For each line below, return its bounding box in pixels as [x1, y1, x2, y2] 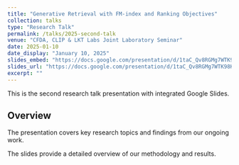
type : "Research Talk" [7, 23, 75, 30]
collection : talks [7, 17, 62, 24]
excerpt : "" [7, 69, 43, 76]
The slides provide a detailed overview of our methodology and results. [7, 149, 216, 158]
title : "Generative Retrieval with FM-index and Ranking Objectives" [7, 10, 218, 18]
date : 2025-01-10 [7, 43, 59, 50]
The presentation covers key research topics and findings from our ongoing [7, 128, 229, 137]
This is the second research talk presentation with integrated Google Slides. [7, 89, 230, 98]
